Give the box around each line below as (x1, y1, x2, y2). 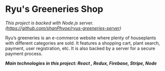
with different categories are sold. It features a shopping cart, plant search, (5, 40, 160, 46)
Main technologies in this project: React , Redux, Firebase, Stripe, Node (5, 60, 157, 66)
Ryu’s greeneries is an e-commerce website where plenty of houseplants (5, 35, 156, 41)
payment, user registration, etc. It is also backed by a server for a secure (5, 45, 155, 51)
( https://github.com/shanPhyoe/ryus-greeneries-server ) (5, 25, 122, 31)
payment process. (5, 51, 43, 57)
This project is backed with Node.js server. (5, 20, 94, 26)
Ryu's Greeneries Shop (5, 3, 104, 15)
